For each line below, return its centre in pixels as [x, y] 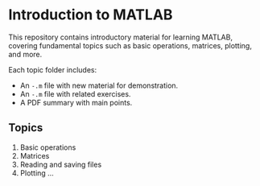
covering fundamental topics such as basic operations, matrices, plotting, [130, 45]
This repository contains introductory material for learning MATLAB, [121, 37]
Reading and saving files [61, 164]
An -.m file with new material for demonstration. [99, 85]
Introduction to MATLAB [91, 15]
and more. [25, 54]
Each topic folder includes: [53, 69]
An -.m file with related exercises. [75, 93]
